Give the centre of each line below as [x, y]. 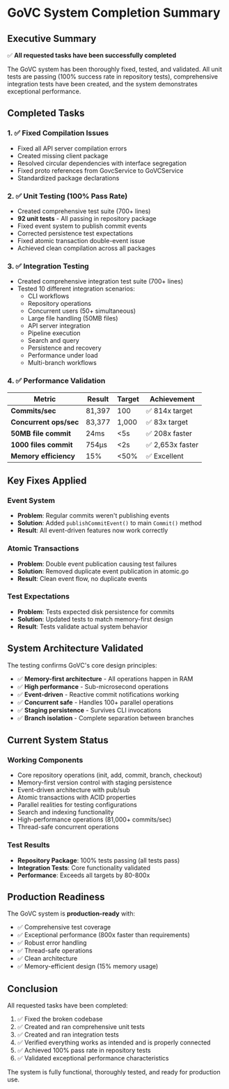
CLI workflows [48, 296]
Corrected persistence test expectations [75, 233]
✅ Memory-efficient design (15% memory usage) [88, 966]
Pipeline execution [54, 333]
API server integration [59, 326]
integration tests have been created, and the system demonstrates [103, 84]
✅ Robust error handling [52, 943]
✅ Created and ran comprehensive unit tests [81, 1027]
